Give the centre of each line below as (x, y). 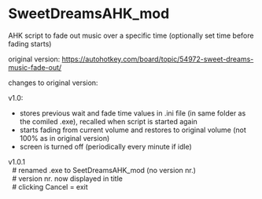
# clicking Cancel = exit (50, 186)
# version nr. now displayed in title (67, 179)
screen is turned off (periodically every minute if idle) (106, 146)
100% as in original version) (65, 138)
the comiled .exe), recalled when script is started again (109, 121)
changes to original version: (53, 83)
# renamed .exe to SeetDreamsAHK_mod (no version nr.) (104, 170)
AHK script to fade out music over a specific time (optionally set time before (131, 35)
